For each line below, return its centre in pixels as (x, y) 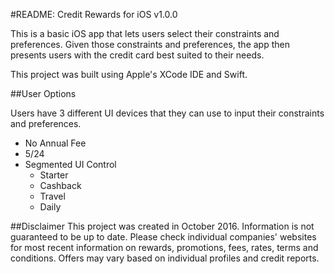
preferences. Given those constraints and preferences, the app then (150, 44)
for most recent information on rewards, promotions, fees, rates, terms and (164, 247)
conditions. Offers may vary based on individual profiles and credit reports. (165, 258)
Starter (54, 175)
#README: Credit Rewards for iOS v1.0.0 (94, 14)
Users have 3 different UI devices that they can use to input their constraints (167, 113)
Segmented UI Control (70, 164)
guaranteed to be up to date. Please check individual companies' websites (163, 237)
